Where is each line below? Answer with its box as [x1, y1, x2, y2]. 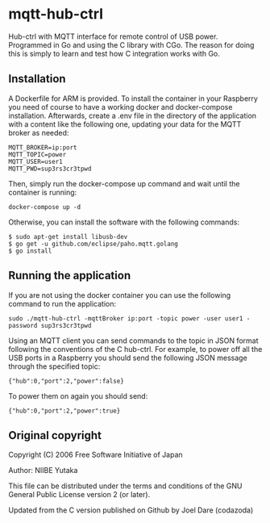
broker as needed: [8, 128, 69, 137]
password [8, 321, 38, 329]
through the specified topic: [8, 361, 101, 371]
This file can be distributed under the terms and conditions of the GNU [8, 481, 243, 491]
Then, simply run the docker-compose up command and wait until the [8, 178, 240, 188]
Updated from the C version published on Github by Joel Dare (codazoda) [8, 505, 254, 515]
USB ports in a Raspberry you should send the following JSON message [8, 353, 247, 362]
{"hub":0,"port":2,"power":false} [8, 377, 125, 385]
